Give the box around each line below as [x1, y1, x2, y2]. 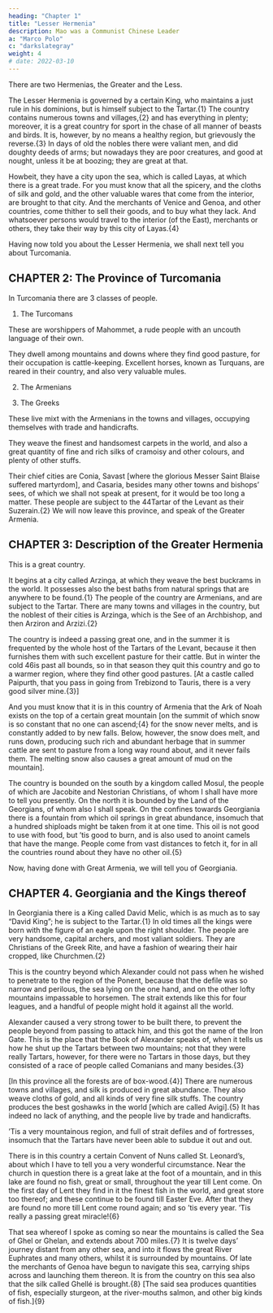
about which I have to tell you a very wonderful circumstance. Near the [8, 1160, 246, 1170]
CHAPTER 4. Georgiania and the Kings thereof [8, 886, 247, 900]
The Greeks [19, 398, 60, 408]
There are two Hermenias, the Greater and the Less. [8, 79, 183, 89]
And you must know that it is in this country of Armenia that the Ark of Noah [8, 701, 262, 712]
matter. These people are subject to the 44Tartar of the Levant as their [8, 497, 245, 507]
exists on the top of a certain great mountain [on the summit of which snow [8, 710, 260, 720]
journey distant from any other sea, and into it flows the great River [8, 1245, 233, 1254]
